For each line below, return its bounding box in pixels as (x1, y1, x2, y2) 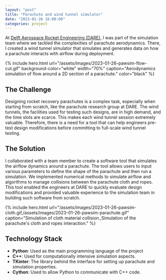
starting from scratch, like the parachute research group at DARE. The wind (5, 104, 159, 110)
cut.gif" (5, 66, 21, 72)
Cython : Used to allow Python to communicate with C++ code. (12, 269, 141, 275)
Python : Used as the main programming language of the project (12, 248, 144, 254)
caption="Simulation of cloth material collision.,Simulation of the (5, 215, 136, 221)
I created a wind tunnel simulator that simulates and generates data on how (5, 45, 159, 51)
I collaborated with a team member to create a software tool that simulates (5, 158, 157, 164)
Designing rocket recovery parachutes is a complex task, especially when (5, 98, 156, 104)
